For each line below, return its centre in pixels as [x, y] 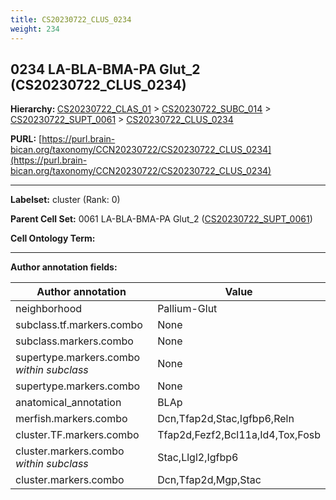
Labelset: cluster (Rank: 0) [65, 200]
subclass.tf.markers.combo [79, 325]
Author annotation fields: [64, 267]
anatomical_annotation [68, 403]
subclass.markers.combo [74, 341]
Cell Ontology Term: [53, 238]
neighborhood [49, 309]
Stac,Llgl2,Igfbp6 [198, 458]
